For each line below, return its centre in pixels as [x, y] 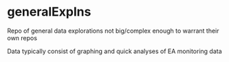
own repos [22, 37]
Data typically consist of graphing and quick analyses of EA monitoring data [115, 51]
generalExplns [49, 12]
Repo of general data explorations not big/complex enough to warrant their [113, 31]
